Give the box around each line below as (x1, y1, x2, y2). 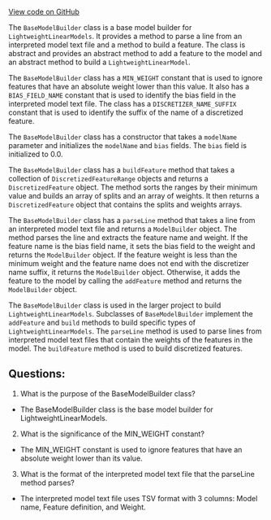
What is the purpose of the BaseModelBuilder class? (19, 388, 196, 398)
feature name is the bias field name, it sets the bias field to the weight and (8, 242, 256, 251)
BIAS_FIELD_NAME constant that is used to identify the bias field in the (8, 90, 237, 100)
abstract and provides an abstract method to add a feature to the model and (8, 49, 262, 58)
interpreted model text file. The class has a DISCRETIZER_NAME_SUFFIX (8, 99, 237, 108)
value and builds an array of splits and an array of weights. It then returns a (8, 191, 260, 200)
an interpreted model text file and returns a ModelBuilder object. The (8, 224, 238, 234)
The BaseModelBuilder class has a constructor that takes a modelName (8, 132, 238, 142)
